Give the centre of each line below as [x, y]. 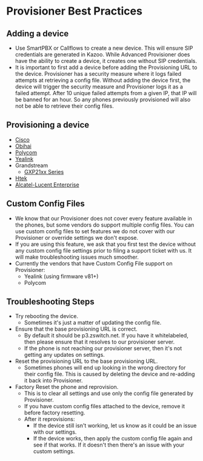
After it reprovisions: [49, 419]
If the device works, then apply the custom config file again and [113, 439]
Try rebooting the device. [47, 316]
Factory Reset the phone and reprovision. [67, 387]
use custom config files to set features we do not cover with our [95, 231]
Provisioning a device [48, 125]
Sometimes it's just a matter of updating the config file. [93, 323]
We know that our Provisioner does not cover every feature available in [104, 218]
